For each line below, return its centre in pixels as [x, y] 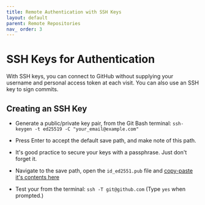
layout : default [27, 18]
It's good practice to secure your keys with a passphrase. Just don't [101, 152]
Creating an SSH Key [47, 109]
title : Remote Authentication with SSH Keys [64, 12]
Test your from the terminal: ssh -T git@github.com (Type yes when [100, 189]
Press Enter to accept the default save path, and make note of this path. [106, 140]
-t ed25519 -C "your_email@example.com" [87, 129]
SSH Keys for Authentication [80, 59]
